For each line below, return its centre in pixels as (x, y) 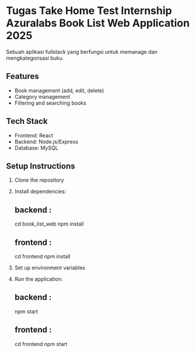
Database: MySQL (36, 148)
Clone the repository (39, 180)
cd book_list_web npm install (49, 224)
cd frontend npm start (41, 344)
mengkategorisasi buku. (35, 58)
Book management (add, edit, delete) (59, 90)
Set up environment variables (50, 268)
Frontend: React (34, 135)
